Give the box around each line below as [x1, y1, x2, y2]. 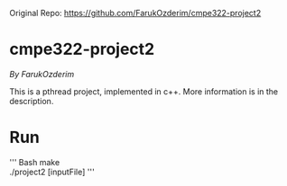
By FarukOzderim [9, 68, 75, 79]
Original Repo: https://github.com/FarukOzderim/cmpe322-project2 [9, 8, 262, 18]
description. [9, 95, 54, 106]
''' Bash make [9, 156, 60, 167]
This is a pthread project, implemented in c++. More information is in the [9, 85, 279, 97]
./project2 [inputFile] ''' [9, 166, 95, 177]
